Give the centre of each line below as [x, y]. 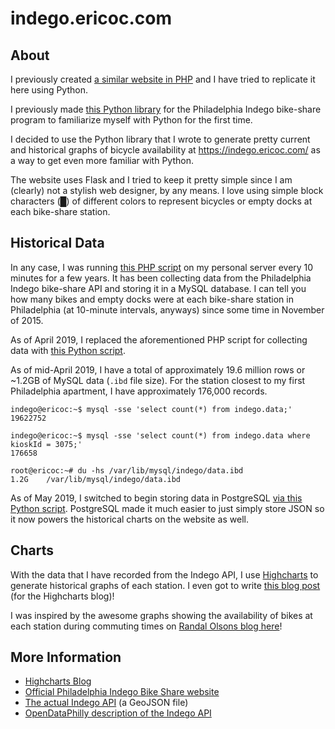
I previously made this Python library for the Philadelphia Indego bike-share [166, 109]
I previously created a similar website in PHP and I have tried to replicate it [163, 79]
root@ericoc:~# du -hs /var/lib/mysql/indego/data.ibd [127, 470]
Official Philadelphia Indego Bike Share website [122, 692]
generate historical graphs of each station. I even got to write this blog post [165, 585]
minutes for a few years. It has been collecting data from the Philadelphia [161, 278]
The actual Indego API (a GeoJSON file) [106, 703]
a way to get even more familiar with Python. [102, 160]
